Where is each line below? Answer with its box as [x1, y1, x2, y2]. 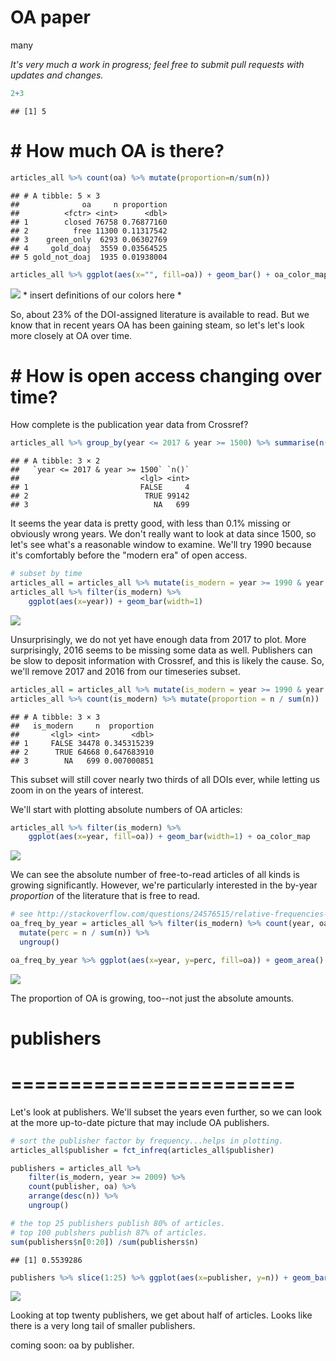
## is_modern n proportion [10, 721, 155, 731]
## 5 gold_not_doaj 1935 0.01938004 [10, 252, 168, 262]
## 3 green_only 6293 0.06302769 [10, 234, 168, 245]
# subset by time [10, 569, 83, 579]
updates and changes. [10, 69, 104, 81]
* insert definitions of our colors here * [22, 289, 182, 301]
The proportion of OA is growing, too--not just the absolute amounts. [10, 992, 295, 1004]
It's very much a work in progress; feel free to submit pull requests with [10, 58, 305, 70]
